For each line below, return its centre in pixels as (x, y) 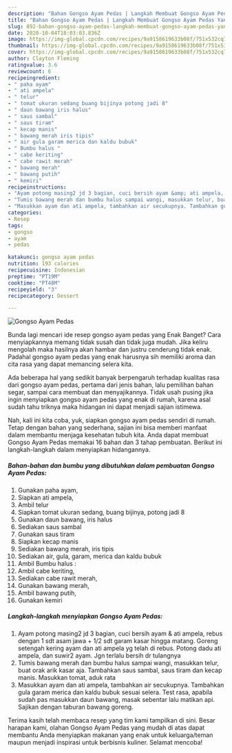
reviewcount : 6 (30, 71)
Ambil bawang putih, (47, 593)
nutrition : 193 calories (43, 264)
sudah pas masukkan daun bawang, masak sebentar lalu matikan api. (116, 700)
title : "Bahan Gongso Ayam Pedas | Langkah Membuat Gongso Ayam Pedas (111, 20)
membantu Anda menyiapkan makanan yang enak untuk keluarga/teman (110, 735)
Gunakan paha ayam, (48, 490)
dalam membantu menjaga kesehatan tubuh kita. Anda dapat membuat (108, 435)
